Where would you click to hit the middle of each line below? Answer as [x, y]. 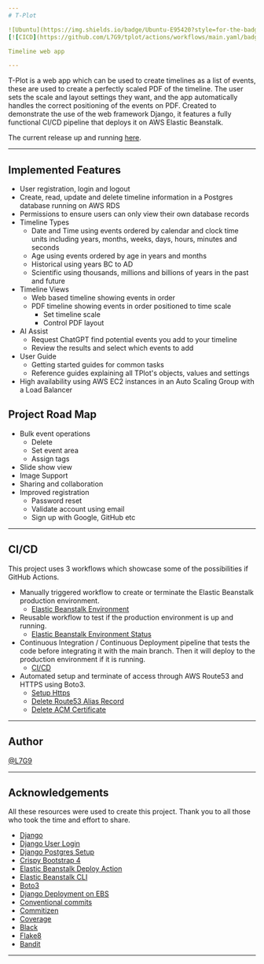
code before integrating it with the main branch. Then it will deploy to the [137, 650]
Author [26, 742]
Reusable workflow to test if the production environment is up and [126, 617]
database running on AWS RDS [70, 206]
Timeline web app [37, 51]
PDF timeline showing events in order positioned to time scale [131, 306]
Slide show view [46, 467]
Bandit [30, 944]
